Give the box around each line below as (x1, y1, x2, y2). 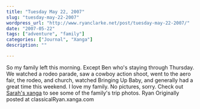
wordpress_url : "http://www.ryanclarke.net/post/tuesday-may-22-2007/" (6, 20, 190, 26)
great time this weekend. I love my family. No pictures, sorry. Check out (6, 83, 184, 90)
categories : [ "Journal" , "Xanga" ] (6, 37, 93, 43)
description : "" (6, 43, 47, 49)
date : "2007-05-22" (6, 25, 55, 32)
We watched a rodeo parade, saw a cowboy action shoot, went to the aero (6, 70, 191, 77)
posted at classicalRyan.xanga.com (6, 95, 95, 102)
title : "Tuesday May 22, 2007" (6, 8, 85, 15)
